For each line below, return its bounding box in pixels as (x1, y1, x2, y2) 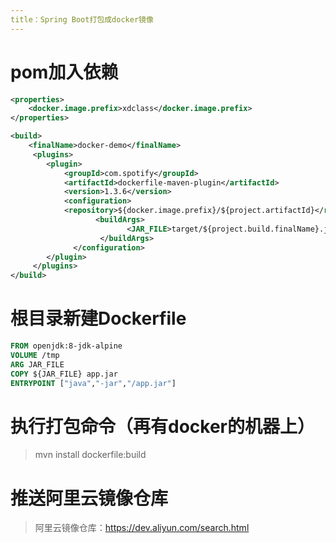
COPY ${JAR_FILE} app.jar (10, 369, 118, 379)
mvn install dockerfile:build (34, 449, 147, 461)
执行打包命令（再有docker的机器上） (10, 415, 315, 438)
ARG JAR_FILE (10, 359, 65, 370)
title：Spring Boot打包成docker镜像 (10, 14, 154, 25)
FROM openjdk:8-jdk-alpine (10, 341, 123, 351)
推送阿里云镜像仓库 (10, 487, 169, 510)
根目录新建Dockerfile (10, 307, 187, 330)
